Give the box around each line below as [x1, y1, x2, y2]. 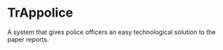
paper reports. [7, 35, 49, 43]
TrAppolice [7, 5, 74, 21]
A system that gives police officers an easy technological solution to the [7, 28, 216, 36]
